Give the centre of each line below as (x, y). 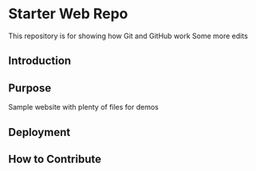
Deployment (39, 132)
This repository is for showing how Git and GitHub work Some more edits (128, 36)
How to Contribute (55, 159)
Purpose (30, 88)
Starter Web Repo (68, 14)
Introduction (40, 61)
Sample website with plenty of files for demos (84, 107)
